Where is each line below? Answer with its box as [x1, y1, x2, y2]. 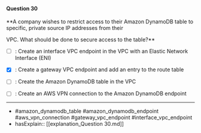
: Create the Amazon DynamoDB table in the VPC [14, 78, 136, 85]
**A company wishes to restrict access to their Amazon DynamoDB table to [6, 18, 193, 25]
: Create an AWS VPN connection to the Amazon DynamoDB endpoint [14, 90, 187, 97]
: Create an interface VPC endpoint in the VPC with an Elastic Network [14, 48, 188, 55]
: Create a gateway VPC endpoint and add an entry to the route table [14, 66, 184, 73]
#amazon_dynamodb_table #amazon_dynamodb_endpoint [14, 108, 159, 115]
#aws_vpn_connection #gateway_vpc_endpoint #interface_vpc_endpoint [14, 114, 193, 121]
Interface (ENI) [14, 55, 51, 62]
